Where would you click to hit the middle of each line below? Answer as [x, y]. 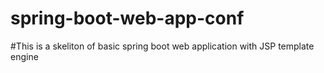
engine [24, 56]
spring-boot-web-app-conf [127, 18]
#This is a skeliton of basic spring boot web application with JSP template [162, 46]
